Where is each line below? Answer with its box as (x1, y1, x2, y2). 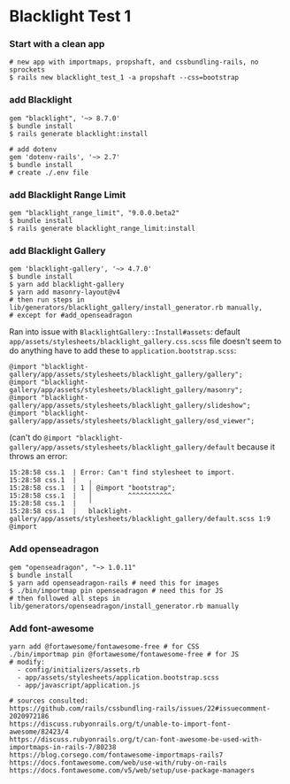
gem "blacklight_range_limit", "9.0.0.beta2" (9, 209, 179, 218)
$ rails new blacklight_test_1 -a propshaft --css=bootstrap (9, 73, 240, 82)
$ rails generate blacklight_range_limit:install (9, 224, 196, 234)
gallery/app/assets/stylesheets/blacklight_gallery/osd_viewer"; (9, 417, 255, 426)
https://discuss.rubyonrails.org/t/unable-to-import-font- (9, 719, 232, 728)
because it (237, 442, 276, 452)
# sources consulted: (9, 696, 89, 705)
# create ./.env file (9, 168, 89, 177)
